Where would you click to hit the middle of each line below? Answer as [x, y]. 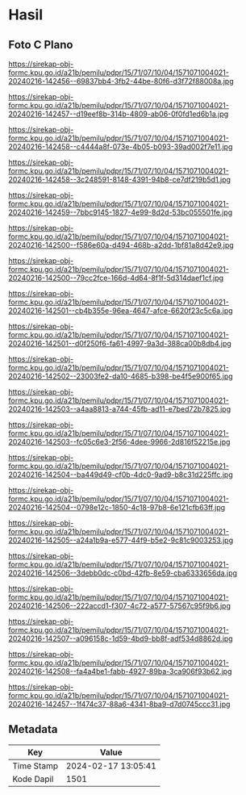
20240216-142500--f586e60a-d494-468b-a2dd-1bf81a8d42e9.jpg [121, 245]
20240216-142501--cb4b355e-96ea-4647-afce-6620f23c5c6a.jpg [121, 311]
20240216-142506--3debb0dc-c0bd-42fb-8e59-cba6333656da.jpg [123, 573]
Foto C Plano [41, 45]
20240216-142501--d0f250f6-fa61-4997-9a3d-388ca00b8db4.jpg [120, 343]
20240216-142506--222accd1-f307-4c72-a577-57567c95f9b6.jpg [120, 606]
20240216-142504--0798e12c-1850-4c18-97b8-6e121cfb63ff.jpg [117, 507]
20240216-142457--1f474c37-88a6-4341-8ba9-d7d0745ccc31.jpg [119, 704]
